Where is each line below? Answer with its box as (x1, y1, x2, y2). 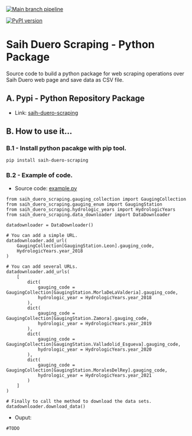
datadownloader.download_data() (6, 403, 86, 409)
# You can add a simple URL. (6, 232, 78, 238)
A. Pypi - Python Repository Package (6, 94, 145, 104)
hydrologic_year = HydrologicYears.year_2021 (37, 372, 152, 379)
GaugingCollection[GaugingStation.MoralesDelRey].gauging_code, (6, 367, 168, 373)
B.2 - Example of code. (6, 171, 73, 179)
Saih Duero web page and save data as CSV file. (6, 76, 124, 83)
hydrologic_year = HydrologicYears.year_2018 (37, 294, 152, 300)
